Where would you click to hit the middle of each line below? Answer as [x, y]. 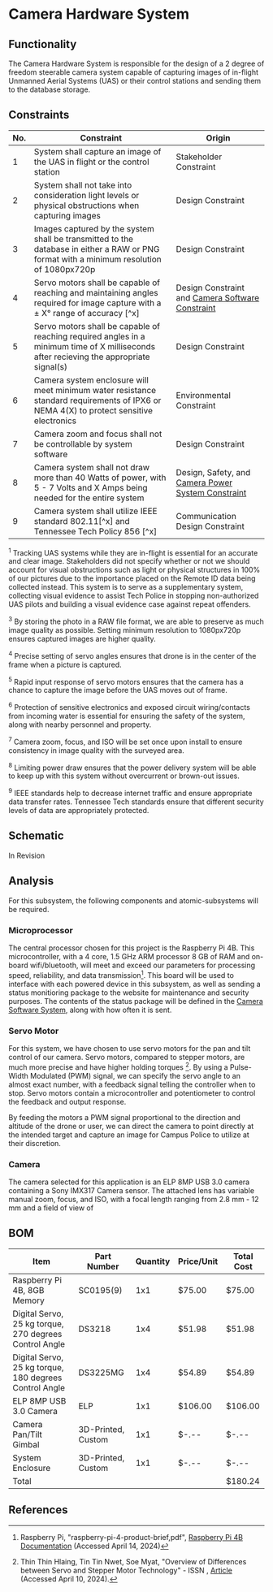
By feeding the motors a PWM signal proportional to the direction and [125, 1117]
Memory [28, 1300]
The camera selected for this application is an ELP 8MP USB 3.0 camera [129, 1182]
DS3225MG [101, 1372]
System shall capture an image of [97, 151]
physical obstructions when [87, 205]
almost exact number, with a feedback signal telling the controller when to [132, 1084]
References [38, 1510]
